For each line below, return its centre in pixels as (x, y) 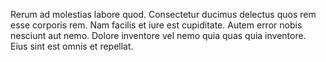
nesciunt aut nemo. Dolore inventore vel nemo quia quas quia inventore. (158, 35)
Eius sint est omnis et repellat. (72, 46)
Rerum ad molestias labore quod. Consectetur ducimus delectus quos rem (163, 14)
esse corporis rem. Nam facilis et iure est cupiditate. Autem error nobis (156, 25)
